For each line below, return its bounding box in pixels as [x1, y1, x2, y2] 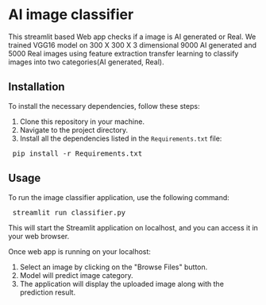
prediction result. [19, 288, 76, 297]
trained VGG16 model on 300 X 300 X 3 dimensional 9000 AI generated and [8, 40, 256, 49]
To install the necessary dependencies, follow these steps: [8, 101, 200, 110]
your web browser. [8, 231, 70, 241]
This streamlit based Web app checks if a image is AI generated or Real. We [8, 32, 256, 41]
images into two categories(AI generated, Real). [8, 57, 164, 67]
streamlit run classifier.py [12, 208, 126, 217]
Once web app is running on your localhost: [8, 246, 151, 256]
